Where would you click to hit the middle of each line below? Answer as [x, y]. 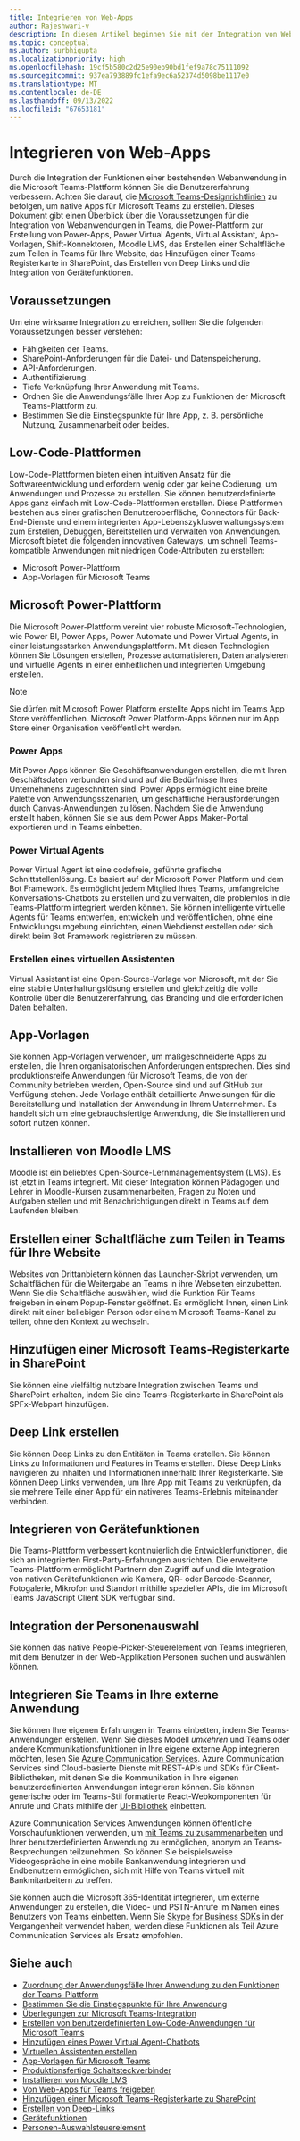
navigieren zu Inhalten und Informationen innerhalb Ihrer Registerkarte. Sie [146, 1472]
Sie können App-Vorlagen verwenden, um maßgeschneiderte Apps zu [138, 1057]
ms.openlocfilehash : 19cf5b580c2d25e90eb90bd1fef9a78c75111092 [129, 68]
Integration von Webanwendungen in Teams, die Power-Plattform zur [136, 225]
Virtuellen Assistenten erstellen [79, 2051]
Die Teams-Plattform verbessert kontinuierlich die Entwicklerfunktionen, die [149, 1551]
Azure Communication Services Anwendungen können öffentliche [131, 1823]
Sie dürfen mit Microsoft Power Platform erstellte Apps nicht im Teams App [147, 708]
